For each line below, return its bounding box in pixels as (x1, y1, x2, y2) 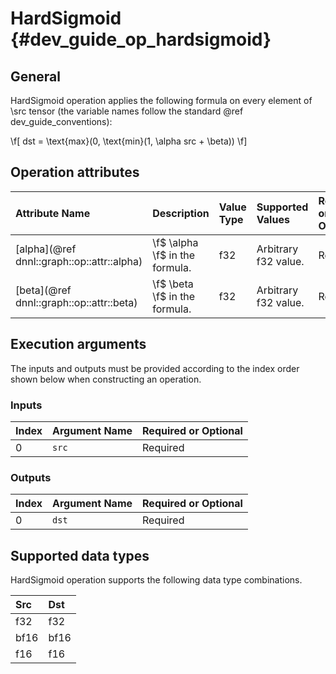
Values (256, 212, 290, 226)
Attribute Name (15, 206, 91, 220)
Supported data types (10, 547, 150, 564)
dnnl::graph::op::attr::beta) (15, 295, 138, 309)
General (10, 68, 62, 85)
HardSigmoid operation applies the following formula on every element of (10, 95, 313, 106)
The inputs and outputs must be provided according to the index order (10, 362, 300, 374)
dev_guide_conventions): (10, 116, 113, 127)
